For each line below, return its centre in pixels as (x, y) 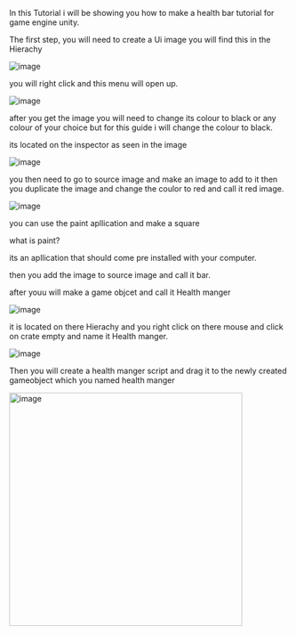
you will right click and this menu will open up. (94, 83)
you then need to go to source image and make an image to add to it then (144, 179)
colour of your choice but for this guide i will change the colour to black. (141, 127)
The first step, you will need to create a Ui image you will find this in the (140, 40)
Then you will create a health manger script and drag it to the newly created (148, 370)
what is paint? (35, 240)
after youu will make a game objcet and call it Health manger (120, 292)
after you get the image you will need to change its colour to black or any (143, 118)
